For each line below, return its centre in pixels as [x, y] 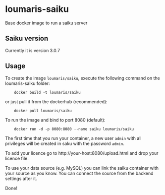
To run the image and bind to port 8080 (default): [55, 120]
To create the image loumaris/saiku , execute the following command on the [82, 78]
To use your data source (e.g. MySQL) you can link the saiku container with [82, 168]
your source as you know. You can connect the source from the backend [79, 173]
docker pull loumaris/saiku [43, 111]
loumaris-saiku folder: [27, 83]
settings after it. [21, 178]
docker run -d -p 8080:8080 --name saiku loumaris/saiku [74, 129]
